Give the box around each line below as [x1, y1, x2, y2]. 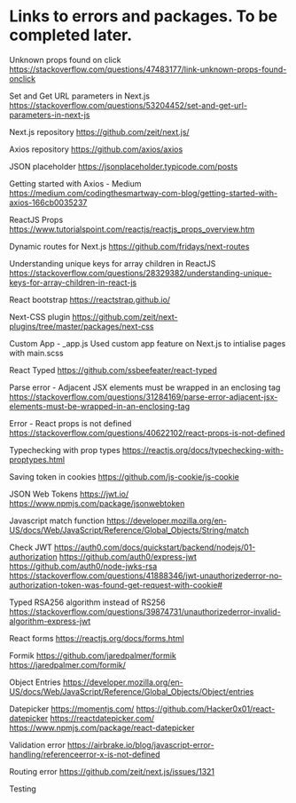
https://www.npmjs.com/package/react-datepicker [9, 722, 195, 733]
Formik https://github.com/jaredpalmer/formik [9, 650, 177, 661]
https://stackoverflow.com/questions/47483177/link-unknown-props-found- [9, 64, 287, 75]
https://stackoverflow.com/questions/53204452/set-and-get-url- [9, 99, 248, 110]
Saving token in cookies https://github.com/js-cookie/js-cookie [9, 471, 239, 481]
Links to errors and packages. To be [9, 6, 278, 27]
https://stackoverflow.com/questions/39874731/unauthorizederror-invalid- [9, 606, 281, 616]
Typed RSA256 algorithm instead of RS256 [9, 597, 166, 608]
